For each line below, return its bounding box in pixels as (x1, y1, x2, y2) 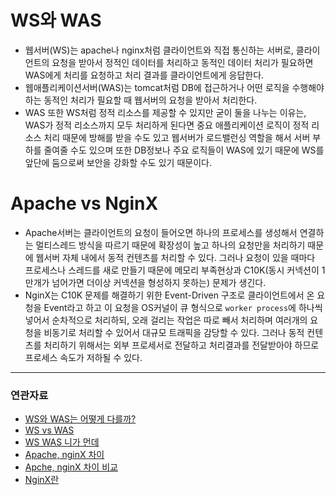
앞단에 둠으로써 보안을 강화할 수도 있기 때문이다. (24, 156, 212, 168)
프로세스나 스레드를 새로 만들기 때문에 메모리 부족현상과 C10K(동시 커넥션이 (24, 264, 320, 276)
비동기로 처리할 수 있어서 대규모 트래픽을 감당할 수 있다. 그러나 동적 (43, 326, 305, 338)
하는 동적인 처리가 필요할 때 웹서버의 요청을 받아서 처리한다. (24, 94, 258, 106)
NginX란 (24, 474, 60, 486)
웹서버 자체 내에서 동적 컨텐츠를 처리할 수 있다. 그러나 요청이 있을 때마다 (35, 251, 316, 263)
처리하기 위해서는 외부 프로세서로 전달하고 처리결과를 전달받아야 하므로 (43, 339, 320, 351)
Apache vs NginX (10, 192, 159, 215)
